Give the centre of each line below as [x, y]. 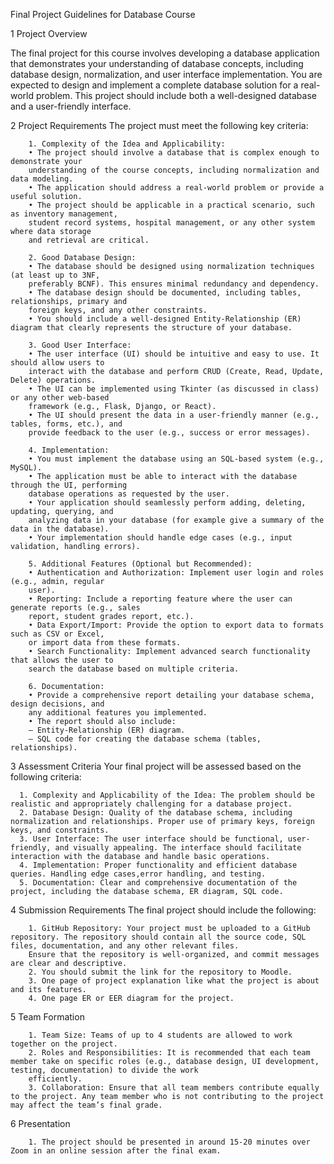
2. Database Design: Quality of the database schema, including [156, 813]
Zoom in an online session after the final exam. [116, 1151]
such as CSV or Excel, [57, 634]
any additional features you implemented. [118, 713]
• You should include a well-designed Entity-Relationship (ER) [165, 319]
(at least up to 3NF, [55, 275]
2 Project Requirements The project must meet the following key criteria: [159, 125]
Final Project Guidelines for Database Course [103, 14]
